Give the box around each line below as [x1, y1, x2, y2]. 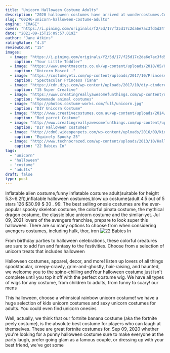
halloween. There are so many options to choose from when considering [5, 223, 157, 229]
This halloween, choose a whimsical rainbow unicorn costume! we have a [5, 295, 158, 301]
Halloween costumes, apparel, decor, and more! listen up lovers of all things [5, 258, 163, 264]
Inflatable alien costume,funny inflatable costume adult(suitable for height [5, 190, 159, 196]
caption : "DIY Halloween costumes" [14, 125, 90, 130]
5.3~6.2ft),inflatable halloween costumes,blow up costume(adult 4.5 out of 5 [5, 195, 165, 202]
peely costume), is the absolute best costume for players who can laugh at [5, 321, 161, 327]
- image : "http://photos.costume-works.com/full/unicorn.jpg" [10, 102, 144, 107]
